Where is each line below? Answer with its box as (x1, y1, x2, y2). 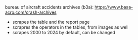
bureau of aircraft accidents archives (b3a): (5, 4, 94, 10)
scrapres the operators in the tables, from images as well (12, 24, 129, 30)
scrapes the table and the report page (12, 19, 90, 25)
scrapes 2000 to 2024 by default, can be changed (12, 30, 115, 35)
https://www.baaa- (94, 4, 133, 10)
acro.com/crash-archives (5, 9, 57, 15)
